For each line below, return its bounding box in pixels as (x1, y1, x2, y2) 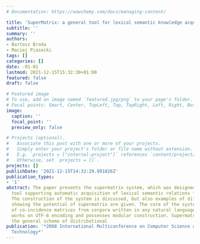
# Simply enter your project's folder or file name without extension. (6, 146, 193, 152)
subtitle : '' (6, 25, 39, 31)
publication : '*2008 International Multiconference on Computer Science (6, 224, 190, 230)
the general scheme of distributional (11, 218, 108, 224)
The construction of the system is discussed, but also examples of (11, 196, 185, 202)
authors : (6, 36, 28, 42)
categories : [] (6, 58, 44, 64)
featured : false (6, 75, 46, 81)
